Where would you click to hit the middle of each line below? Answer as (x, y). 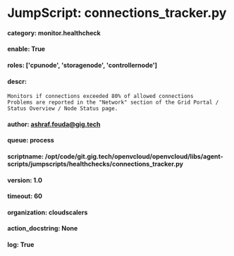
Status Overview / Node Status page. (63, 109)
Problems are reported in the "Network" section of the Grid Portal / (113, 103)
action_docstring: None (43, 228)
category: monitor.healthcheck (54, 32)
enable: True (26, 49)
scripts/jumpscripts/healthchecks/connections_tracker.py (95, 164)
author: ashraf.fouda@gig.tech (54, 124)
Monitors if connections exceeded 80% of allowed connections (100, 97)
